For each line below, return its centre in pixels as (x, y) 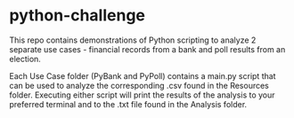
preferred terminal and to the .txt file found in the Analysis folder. (128, 104)
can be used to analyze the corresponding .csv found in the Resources (139, 85)
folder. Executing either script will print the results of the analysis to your (142, 95)
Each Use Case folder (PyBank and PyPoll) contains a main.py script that (143, 75)
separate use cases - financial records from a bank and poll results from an (147, 49)
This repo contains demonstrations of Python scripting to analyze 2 (133, 40)
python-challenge (77, 16)
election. (25, 59)
